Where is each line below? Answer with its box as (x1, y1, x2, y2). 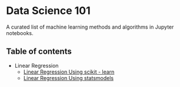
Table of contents (6, 47, 72, 57)
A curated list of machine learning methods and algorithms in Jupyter (6, 23, 174, 30)
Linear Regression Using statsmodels (23, 74, 114, 81)
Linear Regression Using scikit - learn (23, 68, 115, 75)
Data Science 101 (6, 4, 91, 18)
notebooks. (6, 29, 34, 36)
